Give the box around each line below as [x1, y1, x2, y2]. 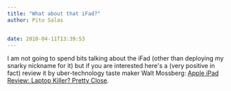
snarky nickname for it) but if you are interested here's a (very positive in [7, 62, 215, 70]
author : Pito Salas [7, 17, 64, 24]
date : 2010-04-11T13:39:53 [7, 35, 85, 42]
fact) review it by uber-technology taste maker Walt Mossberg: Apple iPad [7, 69, 219, 77]
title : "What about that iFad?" [7, 10, 101, 17]
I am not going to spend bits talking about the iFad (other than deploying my [7, 54, 224, 63]
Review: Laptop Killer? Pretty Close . [7, 76, 110, 85]
